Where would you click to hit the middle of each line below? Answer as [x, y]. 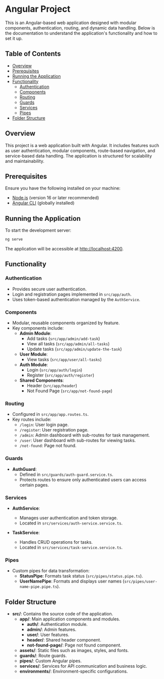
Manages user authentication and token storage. [68, 518]
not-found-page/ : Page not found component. [74, 645]
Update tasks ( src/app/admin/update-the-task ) [74, 349]
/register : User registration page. [54, 430]
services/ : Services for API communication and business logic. [83, 666]
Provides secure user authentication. [49, 289]
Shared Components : [42, 380]
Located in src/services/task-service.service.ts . [71, 547]
